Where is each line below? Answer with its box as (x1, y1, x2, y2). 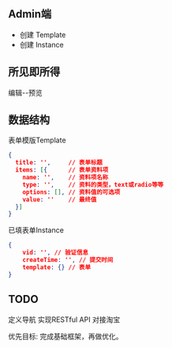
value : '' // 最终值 (22, 195, 97, 203)
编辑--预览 (8, 88, 43, 97)
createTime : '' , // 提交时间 (22, 256, 114, 264)
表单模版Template (8, 135, 66, 145)
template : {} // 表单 (22, 263, 92, 271)
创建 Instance (19, 40, 65, 49)
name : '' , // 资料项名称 (22, 173, 109, 182)
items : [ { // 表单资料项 (15, 166, 109, 174)
